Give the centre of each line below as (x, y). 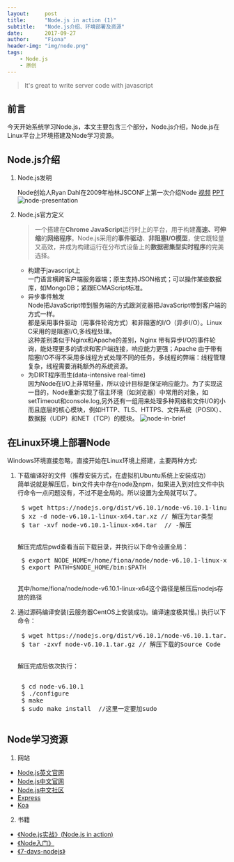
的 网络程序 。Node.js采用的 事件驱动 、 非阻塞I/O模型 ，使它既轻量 (133, 238)
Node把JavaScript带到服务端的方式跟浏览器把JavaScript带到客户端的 (127, 305)
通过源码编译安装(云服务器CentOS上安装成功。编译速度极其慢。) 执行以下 (122, 612)
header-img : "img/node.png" (48, 46)
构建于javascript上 (54, 271)
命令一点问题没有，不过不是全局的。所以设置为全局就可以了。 (112, 493)
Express (29, 797)
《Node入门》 (36, 843)
